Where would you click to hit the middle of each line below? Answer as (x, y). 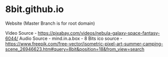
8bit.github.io (35, 9)
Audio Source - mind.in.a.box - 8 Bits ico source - (71, 38)
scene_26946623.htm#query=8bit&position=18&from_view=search (75, 49)
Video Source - (21, 33)
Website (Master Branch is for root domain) (50, 23)
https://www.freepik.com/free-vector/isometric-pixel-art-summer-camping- (84, 43)
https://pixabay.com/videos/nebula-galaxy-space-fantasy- (99, 33)
